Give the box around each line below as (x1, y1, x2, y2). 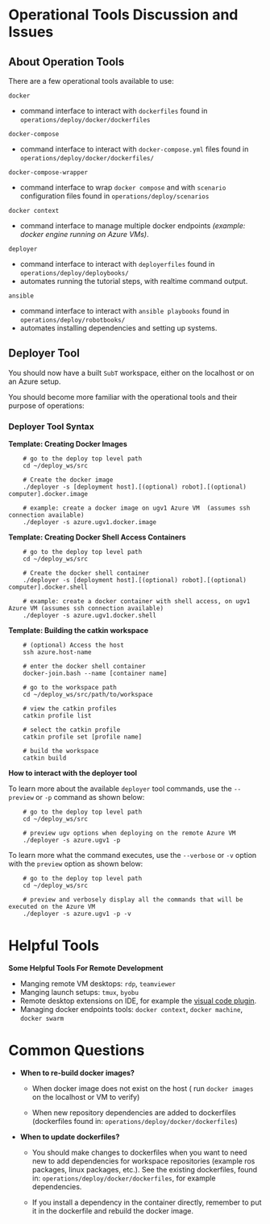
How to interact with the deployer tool (8, 768, 138, 778)
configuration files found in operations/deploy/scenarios (19, 191, 210, 201)
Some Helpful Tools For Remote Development (8, 964, 164, 973)
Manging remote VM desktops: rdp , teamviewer (19, 979, 176, 989)
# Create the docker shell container (23, 569, 150, 577)
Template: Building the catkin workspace (8, 626, 149, 635)
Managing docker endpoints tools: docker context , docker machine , (19, 1005, 243, 1014)
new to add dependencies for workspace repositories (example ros (31, 1155, 255, 1166)
